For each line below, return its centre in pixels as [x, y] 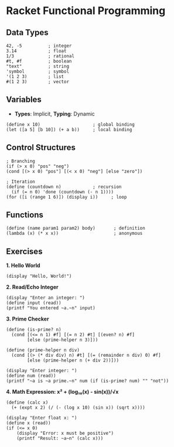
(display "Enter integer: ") [42, 371]
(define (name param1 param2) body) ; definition [76, 228]
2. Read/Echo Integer [32, 287]
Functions [25, 215]
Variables [24, 100]
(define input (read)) [34, 303]
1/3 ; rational [40, 56]
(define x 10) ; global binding [70, 124]
